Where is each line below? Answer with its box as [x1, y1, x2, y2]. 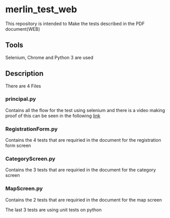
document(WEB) [5, 26, 40, 32]
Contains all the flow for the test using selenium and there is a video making [5, 107, 165, 113]
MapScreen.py [5, 185, 43, 192]
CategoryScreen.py [5, 155, 55, 162]
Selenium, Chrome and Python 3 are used [5, 54, 94, 60]
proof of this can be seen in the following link [5, 113, 101, 119]
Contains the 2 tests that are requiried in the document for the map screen [5, 197, 162, 203]
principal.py [5, 96, 36, 103]
